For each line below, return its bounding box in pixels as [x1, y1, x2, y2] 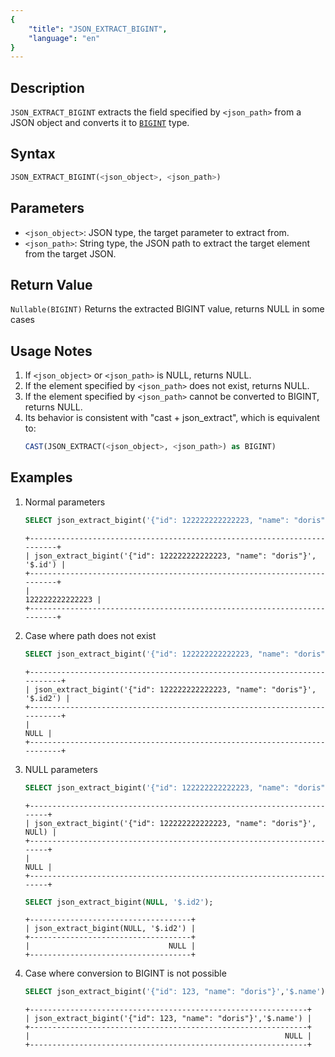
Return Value [10, 276, 93, 293]
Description [10, 79, 85, 96]
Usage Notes [10, 342, 93, 360]
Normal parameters [24, 496, 106, 508]
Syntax [10, 146, 56, 163]
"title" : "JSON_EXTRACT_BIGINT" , [28, 24, 168, 34]
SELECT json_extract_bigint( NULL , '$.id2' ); [24, 897, 214, 907]
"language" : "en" [28, 33, 101, 43]
